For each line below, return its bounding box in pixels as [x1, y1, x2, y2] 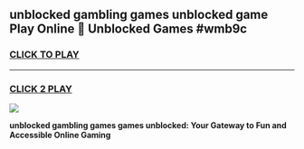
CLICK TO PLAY [9, 49, 80, 61]
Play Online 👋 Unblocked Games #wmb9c [9, 22, 247, 37]
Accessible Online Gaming [9, 129, 111, 140]
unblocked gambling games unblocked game [9, 7, 269, 23]
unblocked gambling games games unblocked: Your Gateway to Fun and [9, 119, 287, 130]
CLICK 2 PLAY [9, 82, 72, 95]
